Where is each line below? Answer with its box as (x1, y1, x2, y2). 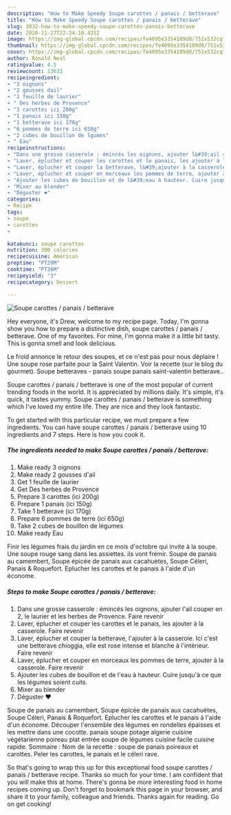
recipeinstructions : (7, 145, 67, 152)
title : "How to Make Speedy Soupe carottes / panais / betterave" (7, 17, 201, 23)
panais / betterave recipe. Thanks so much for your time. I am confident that (7, 771, 223, 779)
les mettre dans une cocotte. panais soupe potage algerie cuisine (7, 728, 192, 736)
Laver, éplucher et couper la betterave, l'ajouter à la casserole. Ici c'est (16, 635, 218, 643)
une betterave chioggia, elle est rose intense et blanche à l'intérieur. (16, 641, 210, 650)
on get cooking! (7, 800, 52, 808)
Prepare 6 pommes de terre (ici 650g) (16, 515, 125, 523)
